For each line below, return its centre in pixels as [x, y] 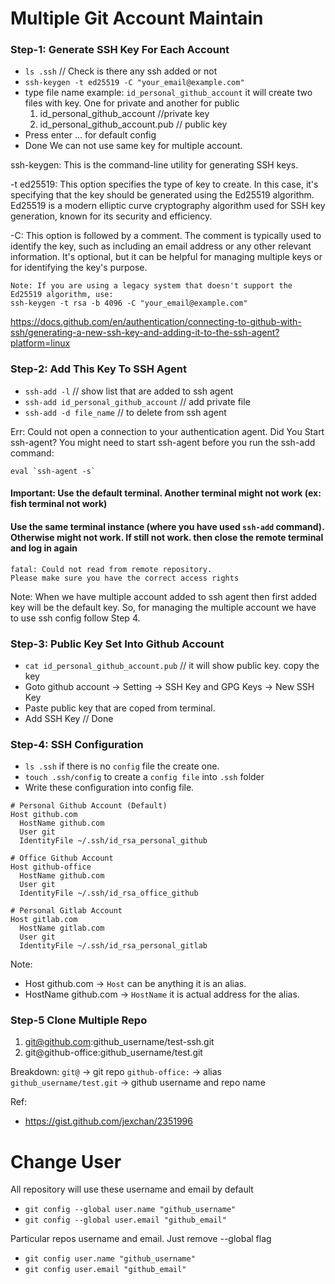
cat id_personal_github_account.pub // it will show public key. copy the [172, 665]
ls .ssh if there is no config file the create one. [122, 766]
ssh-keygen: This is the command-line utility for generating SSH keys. [154, 165]
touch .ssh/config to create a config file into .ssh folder [144, 777]
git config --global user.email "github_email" [125, 1220]
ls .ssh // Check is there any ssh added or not [121, 71]
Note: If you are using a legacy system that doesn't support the [151, 286]
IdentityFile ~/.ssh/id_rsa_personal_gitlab [113, 946]
